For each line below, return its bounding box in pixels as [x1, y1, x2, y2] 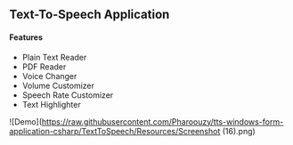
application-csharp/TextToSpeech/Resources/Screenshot [9, 125, 221, 136]
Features [9, 31, 43, 43]
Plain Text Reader [21, 52, 87, 62]
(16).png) [222, 125, 256, 136]
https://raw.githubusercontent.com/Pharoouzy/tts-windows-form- [41, 116, 284, 127]
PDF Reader [21, 61, 67, 72]
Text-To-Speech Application [9, 7, 170, 22]
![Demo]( [9, 116, 43, 127]
